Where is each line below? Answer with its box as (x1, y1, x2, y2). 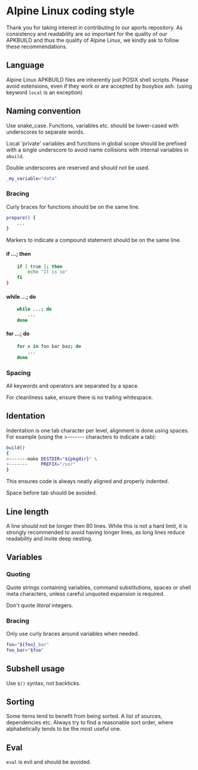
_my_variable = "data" (6, 175, 58, 181)
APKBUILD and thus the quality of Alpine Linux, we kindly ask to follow (6, 36, 180, 44)
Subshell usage (6, 664, 65, 674)
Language (6, 60, 45, 70)
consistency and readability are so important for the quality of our (6, 30, 168, 37)
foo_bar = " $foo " (6, 647, 44, 653)
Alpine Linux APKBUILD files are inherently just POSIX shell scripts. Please (6, 76, 189, 83)
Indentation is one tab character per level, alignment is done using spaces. (6, 426, 190, 434)
